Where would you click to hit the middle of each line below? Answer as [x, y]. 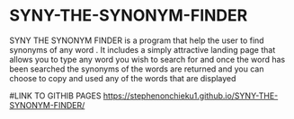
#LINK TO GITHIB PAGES [55, 96]
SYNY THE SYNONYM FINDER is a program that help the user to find [137, 40]
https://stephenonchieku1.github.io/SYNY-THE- [191, 96]
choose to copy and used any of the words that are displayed [123, 78]
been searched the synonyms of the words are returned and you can [137, 69]
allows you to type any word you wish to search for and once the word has [147, 59]
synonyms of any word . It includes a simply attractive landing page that [143, 49]
